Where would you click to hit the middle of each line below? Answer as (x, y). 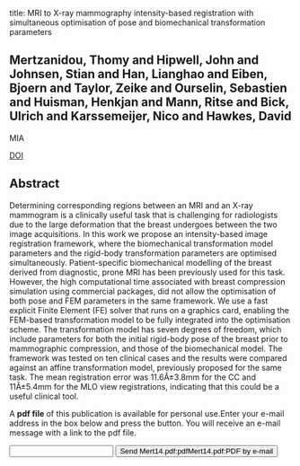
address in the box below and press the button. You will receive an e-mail (145, 423)
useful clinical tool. (44, 396)
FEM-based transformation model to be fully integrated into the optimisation (150, 320)
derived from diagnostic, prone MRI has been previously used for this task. (147, 272)
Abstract (35, 184)
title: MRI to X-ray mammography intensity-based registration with (132, 13)
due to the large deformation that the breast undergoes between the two (144, 224)
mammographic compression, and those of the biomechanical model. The (146, 348)
